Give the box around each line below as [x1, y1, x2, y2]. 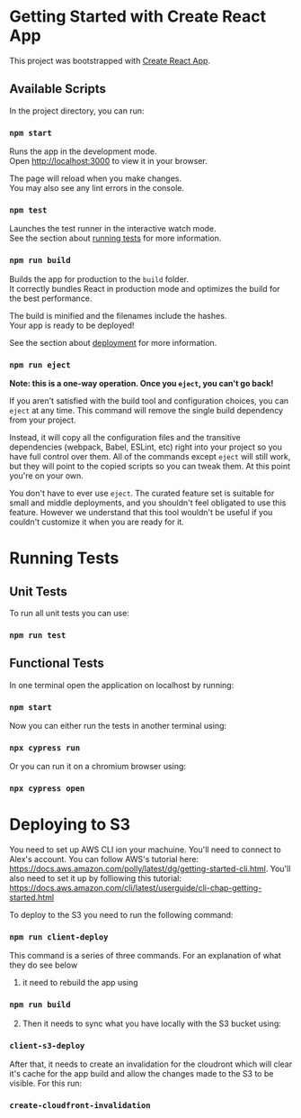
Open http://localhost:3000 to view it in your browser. [9, 156, 208, 167]
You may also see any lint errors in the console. [9, 183, 184, 194]
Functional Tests [9, 656, 105, 671]
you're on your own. [9, 470, 84, 481]
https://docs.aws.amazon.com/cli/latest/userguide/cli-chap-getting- [9, 883, 262, 894]
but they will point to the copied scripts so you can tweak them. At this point [9, 460, 290, 471]
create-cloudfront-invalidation [9, 1100, 151, 1110]
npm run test [9, 630, 66, 641]
